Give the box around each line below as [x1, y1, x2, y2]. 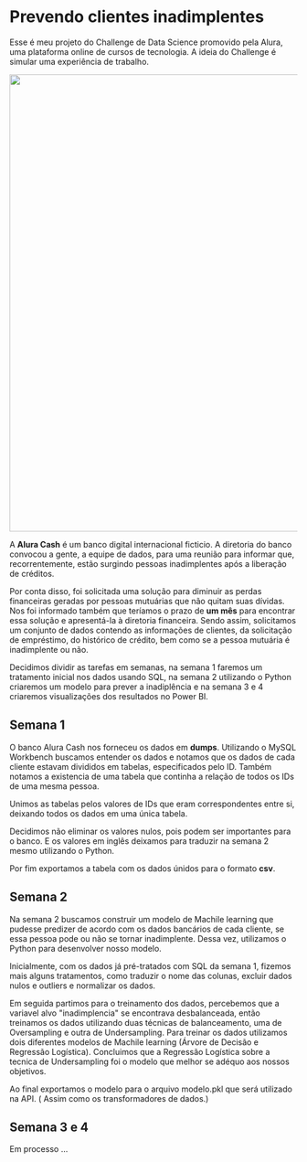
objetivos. [9, 1065, 47, 1076]
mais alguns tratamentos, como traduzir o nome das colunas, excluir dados [9, 970, 292, 981]
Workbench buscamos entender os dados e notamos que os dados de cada [9, 752, 295, 762]
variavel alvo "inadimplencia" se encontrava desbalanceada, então [9, 1007, 260, 1018]
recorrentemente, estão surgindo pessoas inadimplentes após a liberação [9, 558, 287, 569]
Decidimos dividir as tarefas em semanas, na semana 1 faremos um [9, 661, 263, 673]
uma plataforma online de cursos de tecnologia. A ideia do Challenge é [9, 46, 277, 57]
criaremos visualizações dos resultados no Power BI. [9, 690, 208, 701]
